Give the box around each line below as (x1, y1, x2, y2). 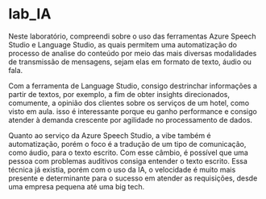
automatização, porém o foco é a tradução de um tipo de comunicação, (8, 139, 247, 148)
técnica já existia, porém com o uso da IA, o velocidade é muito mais (8, 164, 236, 174)
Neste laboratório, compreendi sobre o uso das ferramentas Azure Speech (8, 31, 256, 41)
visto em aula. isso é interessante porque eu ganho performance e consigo (8, 106, 258, 116)
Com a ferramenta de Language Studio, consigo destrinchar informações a (8, 81, 258, 91)
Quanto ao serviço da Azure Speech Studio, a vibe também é (8, 130, 211, 140)
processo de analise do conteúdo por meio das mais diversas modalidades (8, 48, 257, 58)
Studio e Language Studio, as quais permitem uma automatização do (8, 39, 238, 49)
